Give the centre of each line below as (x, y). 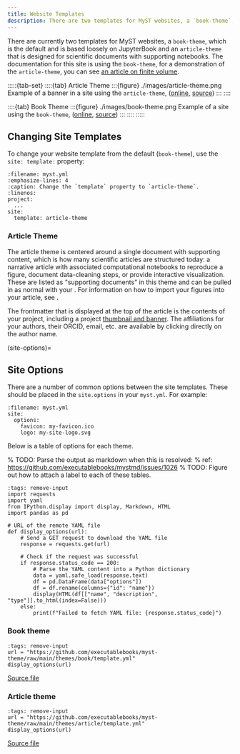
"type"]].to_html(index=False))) (57, 600)
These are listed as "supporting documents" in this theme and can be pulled (120, 282)
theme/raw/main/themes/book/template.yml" (71, 658)
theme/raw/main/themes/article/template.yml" (76, 724)
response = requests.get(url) (65, 544)
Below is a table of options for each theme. (71, 446)
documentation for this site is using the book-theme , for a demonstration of (116, 64)
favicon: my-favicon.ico (57, 427)
